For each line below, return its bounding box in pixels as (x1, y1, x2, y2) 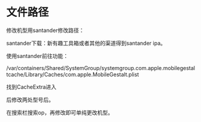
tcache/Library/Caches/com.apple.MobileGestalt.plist (6, 71, 139, 78)
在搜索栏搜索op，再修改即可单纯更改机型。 (6, 109, 113, 116)
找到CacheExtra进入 (6, 83, 57, 91)
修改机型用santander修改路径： (6, 27, 85, 34)
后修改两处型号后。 (6, 96, 54, 103)
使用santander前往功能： (6, 52, 69, 59)
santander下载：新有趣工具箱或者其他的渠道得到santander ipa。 (6, 39, 166, 47)
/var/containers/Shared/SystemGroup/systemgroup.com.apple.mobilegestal (6, 64, 195, 71)
